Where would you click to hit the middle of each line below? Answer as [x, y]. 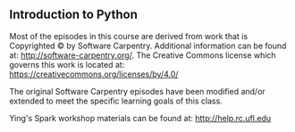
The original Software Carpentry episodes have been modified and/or [137, 91]
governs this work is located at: [67, 64]
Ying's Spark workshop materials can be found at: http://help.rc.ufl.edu [140, 118]
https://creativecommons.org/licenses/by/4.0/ [94, 74]
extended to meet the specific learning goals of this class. [116, 101]
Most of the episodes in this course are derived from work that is [129, 36]
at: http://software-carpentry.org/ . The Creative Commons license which [143, 55]
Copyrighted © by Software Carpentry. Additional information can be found [148, 45]
